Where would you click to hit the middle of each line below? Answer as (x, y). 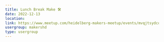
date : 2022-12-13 (23, 14)
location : (15, 18)
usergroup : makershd (26, 28)
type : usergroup (21, 32)
